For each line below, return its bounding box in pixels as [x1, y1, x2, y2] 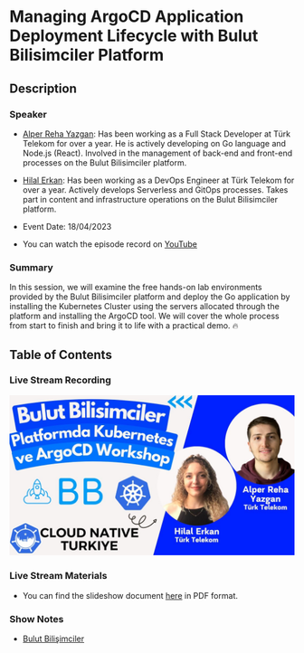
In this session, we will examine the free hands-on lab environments [9, 282, 262, 293]
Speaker [9, 108, 47, 120]
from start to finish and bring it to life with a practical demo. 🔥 [9, 320, 239, 331]
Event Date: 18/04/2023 [22, 221, 112, 232]
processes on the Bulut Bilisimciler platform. [22, 156, 187, 168]
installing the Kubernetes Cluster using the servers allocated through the [9, 301, 280, 312]
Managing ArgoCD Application [9, 6, 244, 27]
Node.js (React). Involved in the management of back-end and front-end [22, 147, 293, 158]
